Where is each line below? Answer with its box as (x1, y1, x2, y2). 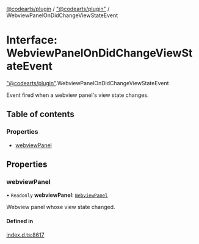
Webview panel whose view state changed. (6, 204, 115, 211)
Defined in (6, 217, 34, 224)
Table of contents (6, 109, 74, 120)
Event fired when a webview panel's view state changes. (6, 91, 149, 99)
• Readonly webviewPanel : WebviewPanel (6, 191, 108, 199)
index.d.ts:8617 (6, 231, 45, 238)
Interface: (6, 33, 58, 47)
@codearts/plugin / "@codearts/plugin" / (6, 6, 110, 12)
